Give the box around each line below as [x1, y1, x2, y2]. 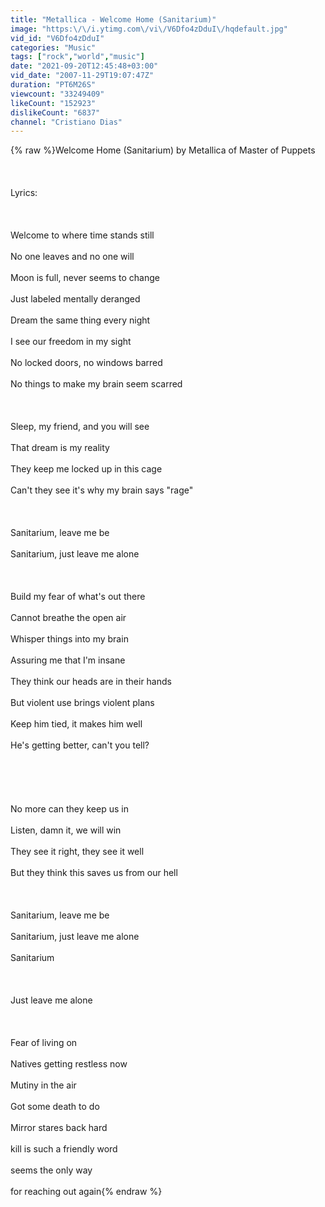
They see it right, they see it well [10, 846, 145, 858]
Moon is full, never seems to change [10, 272, 160, 284]
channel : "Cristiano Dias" [10, 117, 123, 127]
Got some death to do [10, 1101, 100, 1113]
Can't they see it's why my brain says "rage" [10, 484, 194, 496]
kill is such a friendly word [10, 1143, 118, 1155]
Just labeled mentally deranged [10, 293, 141, 305]
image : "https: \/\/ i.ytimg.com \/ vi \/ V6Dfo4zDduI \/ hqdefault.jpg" [10, 24, 288, 34]
